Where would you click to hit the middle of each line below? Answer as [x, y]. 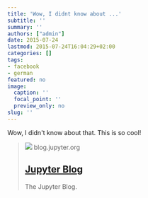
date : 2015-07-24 [33, 40]
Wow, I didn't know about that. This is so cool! [74, 132]
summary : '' [25, 27]
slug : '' [20, 112]
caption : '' [32, 93]
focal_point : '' [38, 100]
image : [17, 86]
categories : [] [30, 54]
